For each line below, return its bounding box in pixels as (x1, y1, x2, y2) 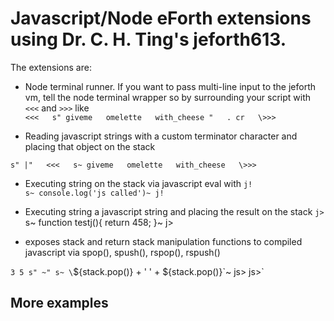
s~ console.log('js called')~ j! (24, 188, 165, 198)
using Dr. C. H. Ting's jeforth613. (10, 28, 287, 51)
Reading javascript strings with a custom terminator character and (24, 130, 298, 142)
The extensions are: (10, 61, 92, 73)
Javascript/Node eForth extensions (10, 7, 312, 30)
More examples (10, 295, 109, 312)
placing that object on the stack (24, 140, 156, 152)
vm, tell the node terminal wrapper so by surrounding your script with (24, 91, 312, 103)
